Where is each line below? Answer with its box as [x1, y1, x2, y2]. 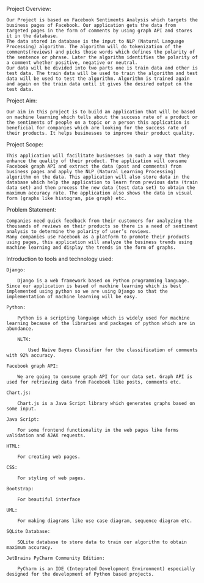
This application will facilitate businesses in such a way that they [6, 152, 190, 159]
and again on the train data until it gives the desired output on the [6, 81, 192, 87]
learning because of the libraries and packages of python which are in [6, 320, 195, 326]
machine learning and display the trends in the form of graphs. [6, 245, 176, 251]
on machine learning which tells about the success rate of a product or [6, 114, 199, 120]
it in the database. [6, 33, 59, 39]
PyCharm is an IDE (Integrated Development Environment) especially [17, 566, 195, 572]
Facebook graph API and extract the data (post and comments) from [6, 163, 182, 170]
